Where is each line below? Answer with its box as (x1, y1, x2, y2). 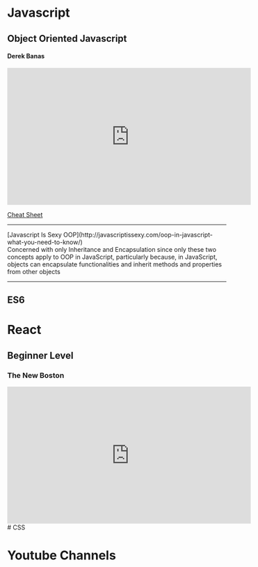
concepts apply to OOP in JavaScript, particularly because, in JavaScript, (7, 253, 218, 261)
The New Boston (7, 370, 65, 380)
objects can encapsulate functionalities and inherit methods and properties (7, 259, 223, 269)
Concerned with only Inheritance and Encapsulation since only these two (7, 245, 217, 253)
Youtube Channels (7, 548, 116, 564)
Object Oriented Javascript (7, 33, 127, 45)
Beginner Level (7, 349, 74, 361)
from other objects (7, 267, 61, 275)
